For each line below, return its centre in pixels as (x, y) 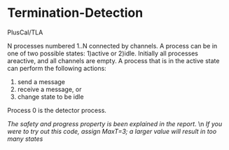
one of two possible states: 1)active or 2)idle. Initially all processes (103, 53)
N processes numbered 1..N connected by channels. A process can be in (112, 46)
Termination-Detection (75, 13)
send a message (41, 81)
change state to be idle (50, 97)
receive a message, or (49, 89)
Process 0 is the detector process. (57, 110)
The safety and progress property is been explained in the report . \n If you (115, 123)
